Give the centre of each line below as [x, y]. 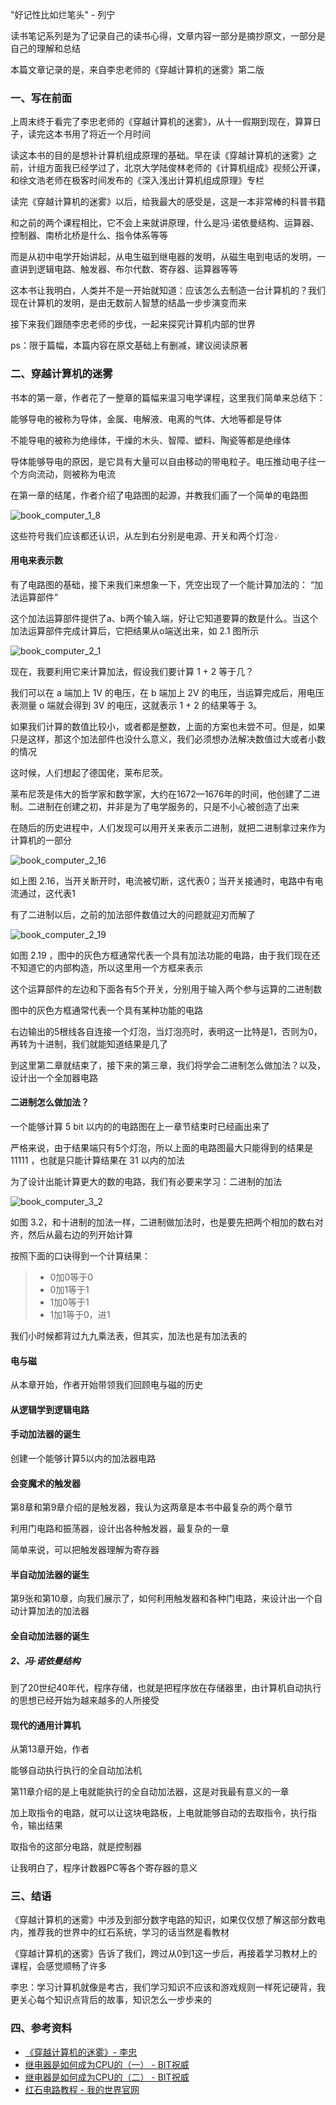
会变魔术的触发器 [45, 1483]
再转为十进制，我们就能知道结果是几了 [89, 1044]
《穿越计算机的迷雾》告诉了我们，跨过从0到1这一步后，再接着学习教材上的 [164, 1954]
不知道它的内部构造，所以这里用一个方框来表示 [106, 967]
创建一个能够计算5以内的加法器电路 [83, 1458]
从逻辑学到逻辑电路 [50, 1409]
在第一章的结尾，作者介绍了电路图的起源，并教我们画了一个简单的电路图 [159, 495]
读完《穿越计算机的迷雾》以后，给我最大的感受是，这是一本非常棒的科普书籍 [168, 202]
